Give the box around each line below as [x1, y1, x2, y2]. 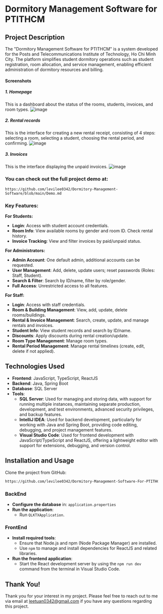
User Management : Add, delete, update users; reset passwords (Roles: [12, 268, 155, 273]
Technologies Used [5, 362, 65, 371]
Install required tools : [12, 535, 56, 541]
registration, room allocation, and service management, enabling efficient [5, 62, 152, 67]
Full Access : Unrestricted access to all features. [12, 283, 109, 289]
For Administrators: [5, 248, 45, 253]
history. [12, 233, 28, 239]
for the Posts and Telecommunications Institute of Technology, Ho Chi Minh [5, 51, 156, 57]
